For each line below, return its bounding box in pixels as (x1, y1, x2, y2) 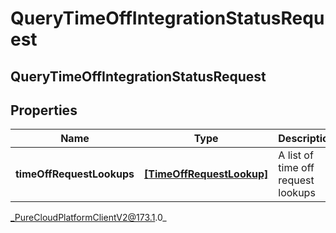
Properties (10, 102, 78, 119)
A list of (278, 148, 314, 162)
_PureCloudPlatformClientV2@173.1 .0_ (10, 212, 167, 224)
